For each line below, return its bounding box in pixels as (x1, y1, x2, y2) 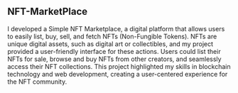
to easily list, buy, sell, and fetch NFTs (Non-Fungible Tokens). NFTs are (7, 32, 217, 40)
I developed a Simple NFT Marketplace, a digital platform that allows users (7, 24, 225, 33)
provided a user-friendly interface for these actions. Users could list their (7, 47, 222, 55)
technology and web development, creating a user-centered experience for (7, 70, 228, 78)
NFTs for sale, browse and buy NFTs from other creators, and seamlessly (7, 55, 222, 63)
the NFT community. (7, 77, 67, 86)
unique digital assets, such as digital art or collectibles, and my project (7, 39, 214, 48)
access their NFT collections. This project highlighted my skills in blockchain (7, 62, 231, 70)
